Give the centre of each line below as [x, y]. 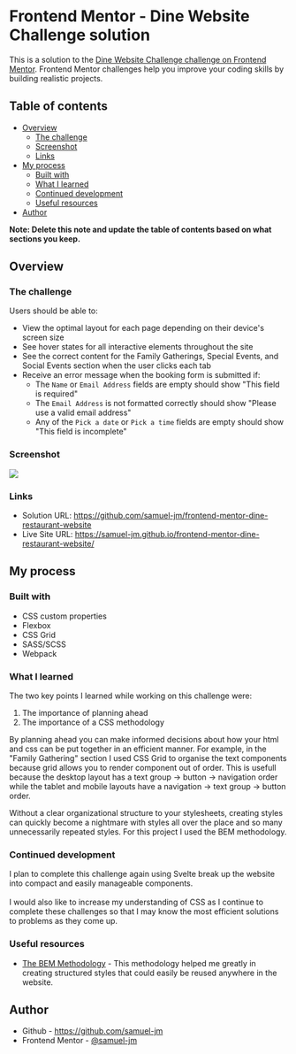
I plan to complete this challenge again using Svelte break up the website [142, 874]
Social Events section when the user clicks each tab [117, 365]
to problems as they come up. [63, 921]
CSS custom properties [65, 616]
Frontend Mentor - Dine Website [129, 16]
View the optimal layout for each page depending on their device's [143, 328]
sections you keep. [45, 238]
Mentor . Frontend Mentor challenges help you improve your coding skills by [147, 69]
